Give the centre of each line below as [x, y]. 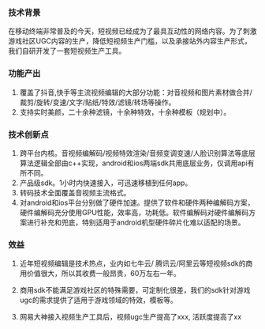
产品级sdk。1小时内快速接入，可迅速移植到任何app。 [106, 183]
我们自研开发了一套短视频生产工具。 [67, 51]
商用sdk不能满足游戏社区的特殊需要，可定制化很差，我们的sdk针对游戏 [135, 290]
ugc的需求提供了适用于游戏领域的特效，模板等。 [98, 300]
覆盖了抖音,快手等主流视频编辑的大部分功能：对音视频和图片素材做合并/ [136, 92]
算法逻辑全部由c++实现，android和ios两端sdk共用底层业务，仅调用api [134, 163]
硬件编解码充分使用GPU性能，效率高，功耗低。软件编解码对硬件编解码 [134, 212]
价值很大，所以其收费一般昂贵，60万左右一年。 [104, 274]
